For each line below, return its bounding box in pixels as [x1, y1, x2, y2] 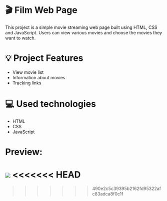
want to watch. [5, 35, 36, 41]
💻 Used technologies [5, 98, 96, 110]
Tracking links [12, 80, 41, 86]
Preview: [5, 146, 42, 158]
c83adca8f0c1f [92, 191, 123, 197]
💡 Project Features [5, 52, 83, 64]
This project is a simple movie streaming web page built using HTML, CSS [5, 24, 157, 30]
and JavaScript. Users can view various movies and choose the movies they [5, 29, 162, 35]
